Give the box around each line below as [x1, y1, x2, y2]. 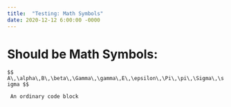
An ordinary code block [10, 93, 79, 100]
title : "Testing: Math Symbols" [7, 10, 104, 17]
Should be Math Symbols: [7, 46, 158, 62]
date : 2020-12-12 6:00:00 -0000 [7, 17, 100, 23]
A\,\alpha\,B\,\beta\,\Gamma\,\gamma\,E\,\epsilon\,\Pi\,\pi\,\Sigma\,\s [7, 75, 225, 82]
